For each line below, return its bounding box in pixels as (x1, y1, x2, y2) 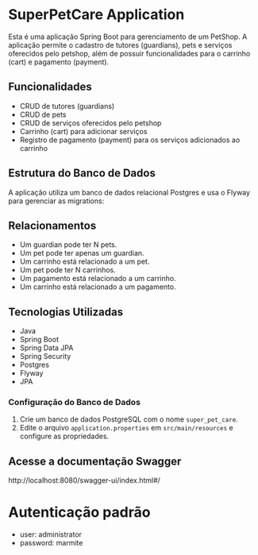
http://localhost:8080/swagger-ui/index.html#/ (8, 476, 161, 485)
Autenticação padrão (8, 503, 151, 522)
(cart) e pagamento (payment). (8, 57, 110, 67)
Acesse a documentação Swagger (8, 454, 182, 468)
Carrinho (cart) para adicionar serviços (19, 126, 148, 136)
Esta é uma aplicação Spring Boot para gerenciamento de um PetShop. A (8, 32, 248, 41)
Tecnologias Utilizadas (8, 305, 124, 318)
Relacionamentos (8, 218, 97, 232)
